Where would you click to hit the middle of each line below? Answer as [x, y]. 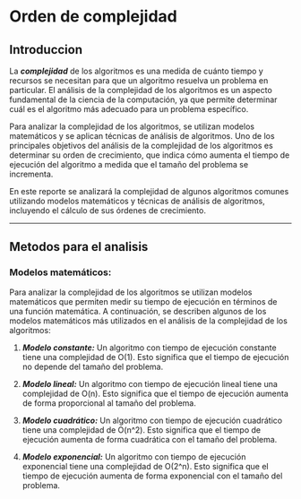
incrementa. [31, 174]
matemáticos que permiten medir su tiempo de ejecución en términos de [143, 301]
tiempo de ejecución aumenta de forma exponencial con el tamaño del [152, 476]
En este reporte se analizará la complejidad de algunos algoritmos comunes [149, 191]
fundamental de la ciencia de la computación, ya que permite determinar [143, 99]
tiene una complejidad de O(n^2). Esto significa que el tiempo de [142, 430]
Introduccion [46, 50]
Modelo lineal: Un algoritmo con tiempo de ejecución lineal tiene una [150, 383]
